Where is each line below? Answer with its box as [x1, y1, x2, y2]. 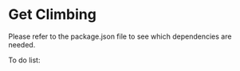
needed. [8, 39, 36, 49]
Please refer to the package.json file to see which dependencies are [8, 32, 232, 41]
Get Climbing [8, 6, 97, 24]
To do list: [8, 55, 41, 65]
